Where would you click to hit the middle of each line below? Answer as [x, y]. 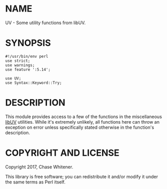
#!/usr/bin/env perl [27, 56]
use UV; [13, 78]
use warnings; [20, 65]
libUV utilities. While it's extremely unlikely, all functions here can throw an [82, 122]
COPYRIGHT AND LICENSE [62, 153]
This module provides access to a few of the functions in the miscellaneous [84, 117]
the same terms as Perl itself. [35, 182]
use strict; [18, 61]
